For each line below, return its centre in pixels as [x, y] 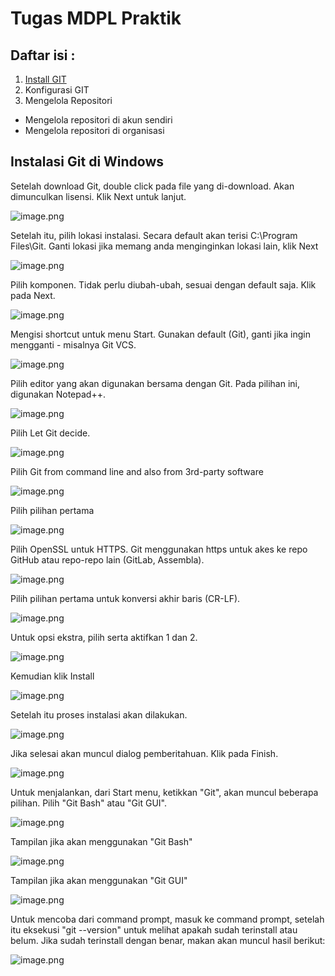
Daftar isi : [43, 55]
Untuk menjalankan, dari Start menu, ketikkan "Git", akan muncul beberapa [164, 792]
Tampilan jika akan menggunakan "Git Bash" [101, 841]
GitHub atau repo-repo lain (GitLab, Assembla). [107, 559]
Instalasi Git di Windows [87, 162]
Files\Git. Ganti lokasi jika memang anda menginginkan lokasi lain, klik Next [164, 246]
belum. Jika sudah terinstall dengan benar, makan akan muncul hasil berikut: [168, 940]
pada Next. [33, 295]
